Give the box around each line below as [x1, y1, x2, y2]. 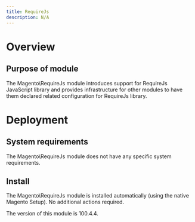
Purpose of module [6, 64, 79, 74]
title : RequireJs [6, 8, 49, 15]
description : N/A [6, 14, 49, 20]
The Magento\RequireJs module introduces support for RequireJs [6, 79, 168, 87]
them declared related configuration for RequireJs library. [6, 92, 147, 99]
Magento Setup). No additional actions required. [6, 198, 124, 206]
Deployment [6, 113, 69, 127]
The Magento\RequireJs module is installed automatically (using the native [6, 192, 190, 199]
